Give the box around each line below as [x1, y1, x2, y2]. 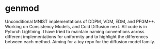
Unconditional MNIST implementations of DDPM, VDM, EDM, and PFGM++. [5, 19, 156, 24]
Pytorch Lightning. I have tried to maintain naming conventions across [5, 29, 144, 34]
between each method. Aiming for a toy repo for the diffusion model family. [5, 39, 155, 44]
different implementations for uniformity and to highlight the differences [5, 34, 148, 39]
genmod [5, 3, 40, 14]
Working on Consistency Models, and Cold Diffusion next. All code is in [5, 23, 147, 29]
